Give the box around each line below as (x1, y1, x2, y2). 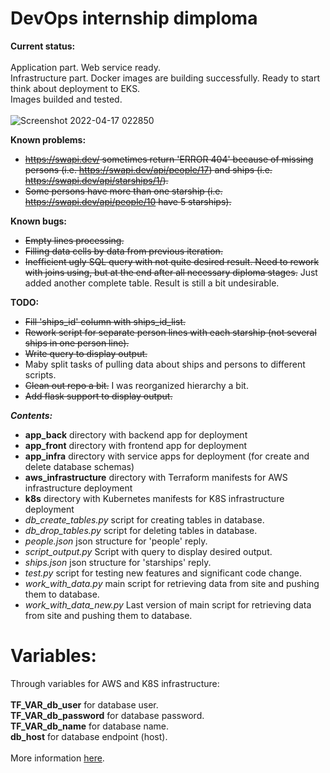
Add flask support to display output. (24, 390, 173, 402)
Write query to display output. (24, 347, 148, 359)
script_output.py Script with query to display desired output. (24, 545, 273, 557)
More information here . (10, 752, 105, 764)
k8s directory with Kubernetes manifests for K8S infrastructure (24, 492, 285, 504)
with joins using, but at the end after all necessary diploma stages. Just (24, 266, 318, 278)
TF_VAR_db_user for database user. (10, 698, 159, 711)
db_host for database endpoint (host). (10, 730, 168, 742)
